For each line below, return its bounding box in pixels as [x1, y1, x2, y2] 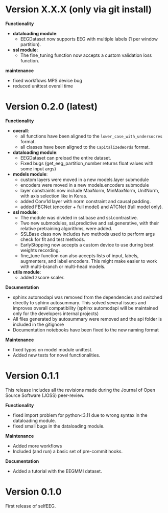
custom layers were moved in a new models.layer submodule [20, 176, 149, 183]
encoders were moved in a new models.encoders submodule [20, 182, 149, 188]
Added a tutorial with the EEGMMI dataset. [12, 468, 102, 474]
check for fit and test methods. [20, 236, 85, 242]
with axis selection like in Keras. [20, 193, 88, 199]
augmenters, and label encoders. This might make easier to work [20, 258, 157, 264]
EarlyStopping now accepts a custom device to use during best [20, 241, 154, 248]
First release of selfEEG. [5, 503, 56, 509]
